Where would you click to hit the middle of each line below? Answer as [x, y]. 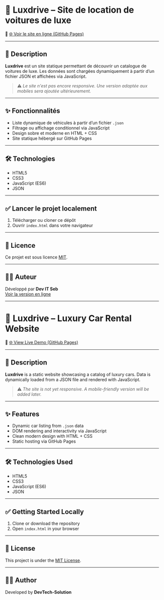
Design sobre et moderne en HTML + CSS [54, 133]
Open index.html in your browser [46, 529]
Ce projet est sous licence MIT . [36, 257]
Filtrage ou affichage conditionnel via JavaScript [61, 128]
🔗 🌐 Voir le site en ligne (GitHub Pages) [44, 34]
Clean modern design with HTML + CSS [52, 436]
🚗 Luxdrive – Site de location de [70, 10]
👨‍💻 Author [21, 580]
